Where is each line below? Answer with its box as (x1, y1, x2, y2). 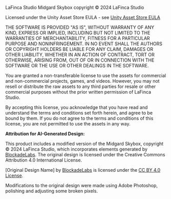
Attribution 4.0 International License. (5, 157, 82, 163)
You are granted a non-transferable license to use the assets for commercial (5, 73, 166, 79)
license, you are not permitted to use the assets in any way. (5, 121, 131, 126)
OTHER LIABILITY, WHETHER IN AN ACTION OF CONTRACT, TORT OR (5, 51, 155, 58)
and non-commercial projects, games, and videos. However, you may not (5, 78, 160, 84)
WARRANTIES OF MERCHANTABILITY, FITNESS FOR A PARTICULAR (5, 35, 150, 41)
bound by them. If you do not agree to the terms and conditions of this (5, 115, 154, 121)
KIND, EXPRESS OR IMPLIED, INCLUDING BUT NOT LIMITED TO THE (5, 30, 151, 35)
